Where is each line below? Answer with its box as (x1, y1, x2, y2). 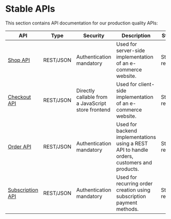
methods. (116, 205, 139, 212)
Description (121, 32, 151, 39)
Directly (76, 87, 95, 94)
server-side (116, 47, 145, 54)
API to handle (116, 146, 149, 153)
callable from (76, 93, 108, 100)
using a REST (116, 140, 148, 147)
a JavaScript (76, 100, 106, 107)
